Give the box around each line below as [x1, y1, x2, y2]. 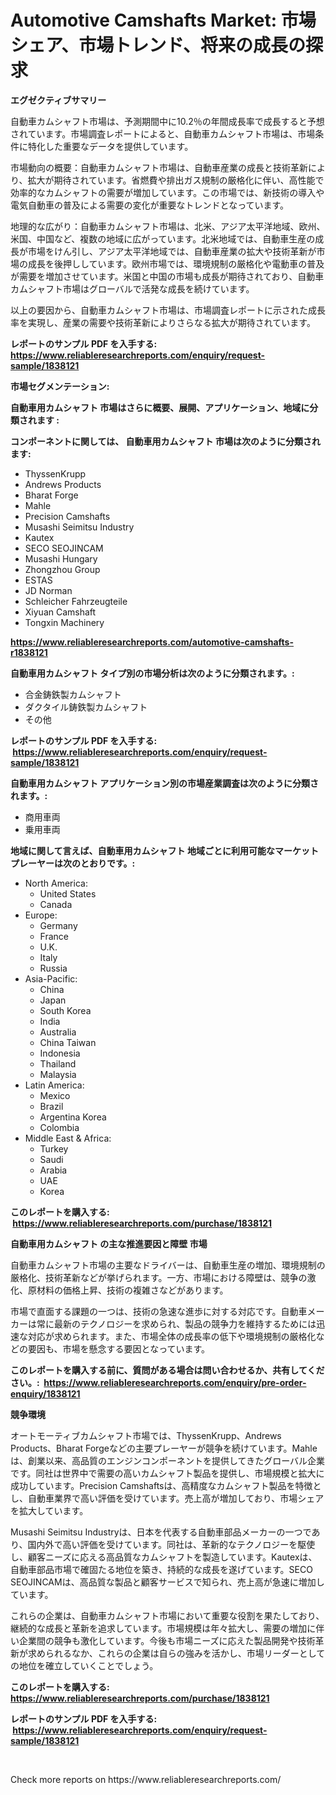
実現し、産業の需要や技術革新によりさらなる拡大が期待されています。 [27, 316, 316, 328]
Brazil [39, 1100, 64, 1112]
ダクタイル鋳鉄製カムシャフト [24, 701, 148, 713]
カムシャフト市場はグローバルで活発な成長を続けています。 [10, 282, 255, 295]
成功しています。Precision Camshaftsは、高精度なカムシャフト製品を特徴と [10, 1479, 322, 1491]
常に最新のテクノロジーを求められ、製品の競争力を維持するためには [36, 1317, 317, 1330]
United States [39, 887, 97, 900]
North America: [24, 877, 88, 889]
